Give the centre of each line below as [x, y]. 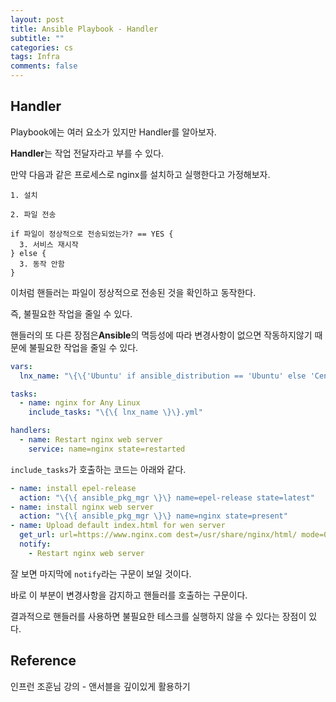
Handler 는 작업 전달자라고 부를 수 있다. [87, 153]
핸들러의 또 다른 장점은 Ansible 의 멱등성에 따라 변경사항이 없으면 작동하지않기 [161, 335]
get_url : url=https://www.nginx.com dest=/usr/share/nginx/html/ [158, 535]
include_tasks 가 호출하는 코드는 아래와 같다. [98, 469]
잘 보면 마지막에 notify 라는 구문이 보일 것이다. [101, 573]
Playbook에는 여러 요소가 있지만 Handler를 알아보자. [113, 132]
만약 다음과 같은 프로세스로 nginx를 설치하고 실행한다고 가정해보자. [140, 174]
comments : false [44, 66]
